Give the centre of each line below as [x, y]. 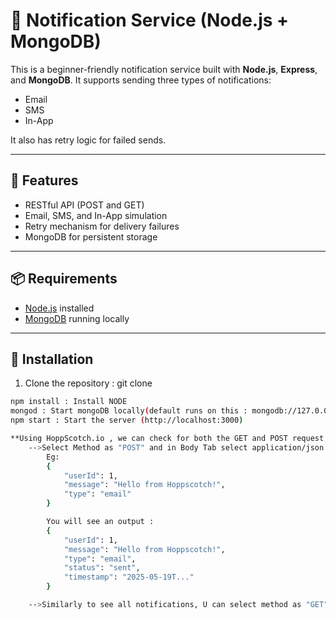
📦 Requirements [64, 279]
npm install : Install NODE [69, 402]
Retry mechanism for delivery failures [102, 226]
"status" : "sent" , [102, 568]
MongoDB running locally [77, 318]
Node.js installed [59, 308]
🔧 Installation [52, 359]
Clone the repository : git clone [88, 383]
